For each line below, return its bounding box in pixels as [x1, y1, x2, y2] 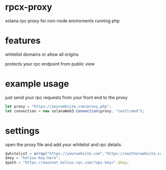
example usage [5, 78, 69, 90]
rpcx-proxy [5, 1, 52, 13]
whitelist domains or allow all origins [5, 51, 79, 57]
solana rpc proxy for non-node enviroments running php [5, 18, 120, 24]
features [5, 35, 41, 46]
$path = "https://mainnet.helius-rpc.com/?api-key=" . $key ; [5, 160, 129, 165]
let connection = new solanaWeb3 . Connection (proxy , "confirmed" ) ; [5, 108, 145, 113]
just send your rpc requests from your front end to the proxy [5, 94, 128, 100]
